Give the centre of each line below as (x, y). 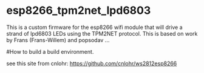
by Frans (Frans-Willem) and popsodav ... (58, 40)
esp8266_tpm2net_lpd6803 (79, 11)
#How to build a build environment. (50, 51)
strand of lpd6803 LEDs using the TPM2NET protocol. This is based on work (102, 33)
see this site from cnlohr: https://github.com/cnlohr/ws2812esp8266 (92, 63)
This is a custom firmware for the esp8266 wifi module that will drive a (95, 27)
